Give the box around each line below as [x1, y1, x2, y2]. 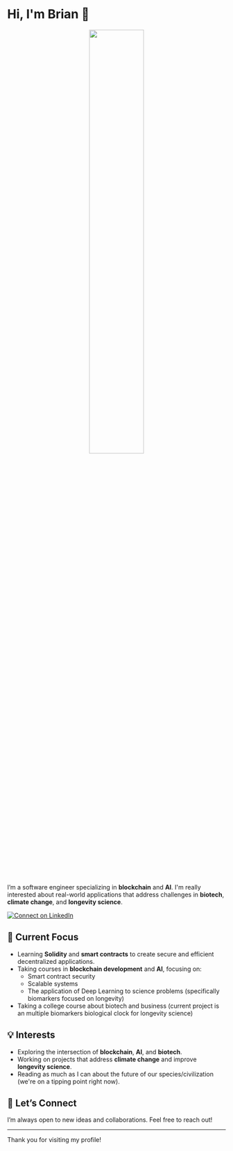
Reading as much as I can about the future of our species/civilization [17, 1070, 214, 1078]
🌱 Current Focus [7, 931, 79, 943]
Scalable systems [27, 979, 78, 988]
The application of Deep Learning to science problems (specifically [27, 987, 220, 995]
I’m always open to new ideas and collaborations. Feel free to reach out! [7, 1116, 213, 1124]
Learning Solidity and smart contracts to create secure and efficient [17, 949, 214, 958]
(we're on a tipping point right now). [17, 1077, 120, 1086]
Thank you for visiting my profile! [7, 1136, 102, 1144]
